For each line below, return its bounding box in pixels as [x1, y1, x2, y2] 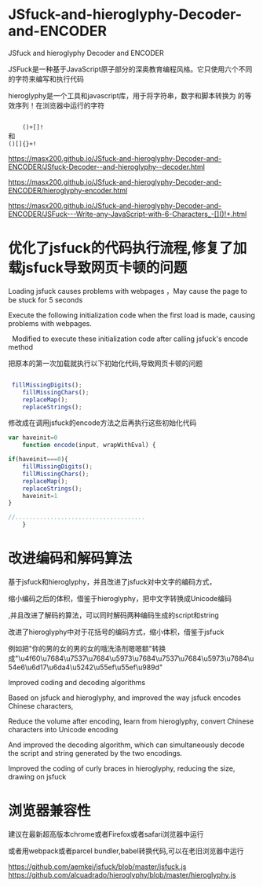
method [8, 342, 34, 351]
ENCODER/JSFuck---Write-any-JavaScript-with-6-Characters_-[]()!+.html [8, 209, 247, 218]
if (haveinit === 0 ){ [8, 456, 68, 464]
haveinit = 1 [22, 492, 58, 500]
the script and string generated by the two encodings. [8, 748, 183, 757]
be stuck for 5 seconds [8, 295, 83, 304]
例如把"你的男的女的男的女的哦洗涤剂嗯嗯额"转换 [8, 643, 166, 653]
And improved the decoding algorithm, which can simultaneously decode [8, 740, 245, 750]
